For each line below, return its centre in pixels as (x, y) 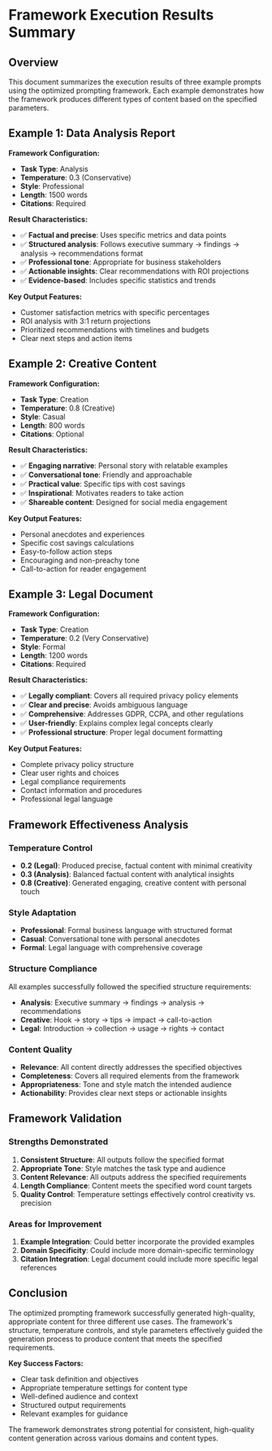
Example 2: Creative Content (82, 364)
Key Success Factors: (46, 1363)
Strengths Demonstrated (58, 1142)
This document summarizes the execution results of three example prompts (135, 82)
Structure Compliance (53, 969)
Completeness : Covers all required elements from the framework (130, 1076)
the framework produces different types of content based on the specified (133, 99)
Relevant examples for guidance (74, 1414)
